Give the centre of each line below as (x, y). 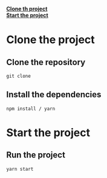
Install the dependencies (54, 94)
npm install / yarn (31, 109)
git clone (19, 76)
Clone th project (27, 9)
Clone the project (50, 40)
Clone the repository (46, 62)
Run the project (36, 155)
